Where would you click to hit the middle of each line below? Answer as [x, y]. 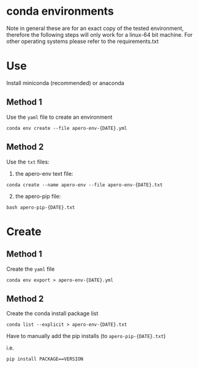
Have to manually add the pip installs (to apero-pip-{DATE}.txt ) [86, 336]
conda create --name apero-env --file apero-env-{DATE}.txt [85, 185]
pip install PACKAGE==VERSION [45, 359]
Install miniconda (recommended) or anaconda [65, 83]
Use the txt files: [28, 162]
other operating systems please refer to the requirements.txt [83, 41]
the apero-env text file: [44, 173]
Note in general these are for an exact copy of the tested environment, [95, 28]
